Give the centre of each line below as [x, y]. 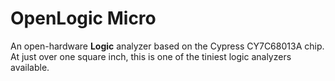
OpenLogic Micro [83, 18]
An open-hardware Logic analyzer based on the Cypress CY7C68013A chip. [167, 46]
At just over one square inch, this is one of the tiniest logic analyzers [151, 56]
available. [30, 67]
